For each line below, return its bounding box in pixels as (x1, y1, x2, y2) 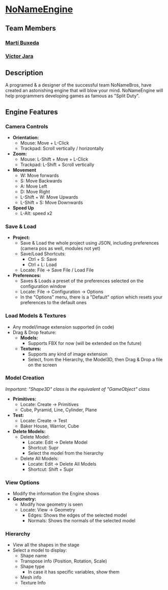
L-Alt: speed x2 (20, 210, 52, 216)
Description (5, 68, 43, 77)
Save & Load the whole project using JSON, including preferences (20, 240, 159, 246)
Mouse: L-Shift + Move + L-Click (20, 156, 89, 162)
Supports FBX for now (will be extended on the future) (27, 340, 142, 346)
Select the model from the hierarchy (27, 450, 103, 456)
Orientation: (12, 134, 39, 141)
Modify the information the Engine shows (12, 491, 99, 497)
